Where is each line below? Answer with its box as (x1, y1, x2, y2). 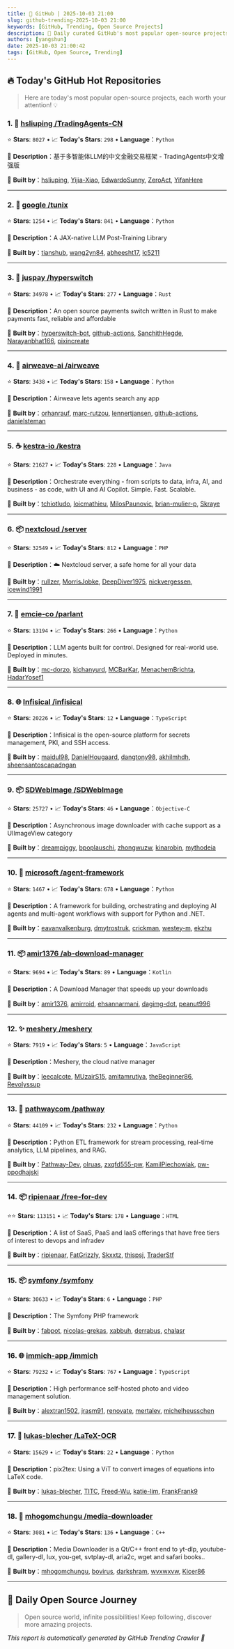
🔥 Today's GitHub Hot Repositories (7, 75, 162, 87)
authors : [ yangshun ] (7, 36, 68, 43)
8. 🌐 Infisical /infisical (7, 697, 83, 707)
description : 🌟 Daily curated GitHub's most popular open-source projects (7, 29, 229, 37)
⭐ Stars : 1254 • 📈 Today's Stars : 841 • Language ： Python (7, 217, 175, 225)
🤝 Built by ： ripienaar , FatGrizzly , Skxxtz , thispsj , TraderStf (7, 1251, 174, 1259)
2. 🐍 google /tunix (7, 200, 68, 210)
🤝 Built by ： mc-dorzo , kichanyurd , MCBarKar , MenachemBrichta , (7, 665, 196, 673)
